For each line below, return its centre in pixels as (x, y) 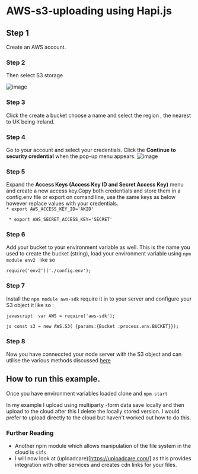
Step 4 (16, 137)
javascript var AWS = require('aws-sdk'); (61, 316)
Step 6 (16, 235)
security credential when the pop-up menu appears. (71, 156)
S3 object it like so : (30, 305)
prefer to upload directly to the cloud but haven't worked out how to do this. (99, 418)
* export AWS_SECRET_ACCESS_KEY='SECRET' (60, 220)
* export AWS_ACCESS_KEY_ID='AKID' (50, 209)
